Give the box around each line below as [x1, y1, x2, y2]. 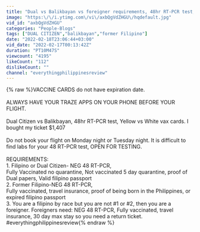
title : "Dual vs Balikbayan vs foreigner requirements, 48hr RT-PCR [6, 8, 180, 15]
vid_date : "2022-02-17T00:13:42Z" [6, 42, 92, 48]
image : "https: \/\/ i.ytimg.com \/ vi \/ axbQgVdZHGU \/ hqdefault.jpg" [6, 14, 171, 20]
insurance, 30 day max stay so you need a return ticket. [6, 213, 143, 220]
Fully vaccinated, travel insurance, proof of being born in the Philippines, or [6, 187, 191, 194]
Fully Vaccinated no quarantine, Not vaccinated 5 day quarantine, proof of [6, 168, 187, 176]
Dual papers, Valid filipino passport [6, 175, 92, 182]
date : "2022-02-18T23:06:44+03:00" [6, 36, 95, 42]
